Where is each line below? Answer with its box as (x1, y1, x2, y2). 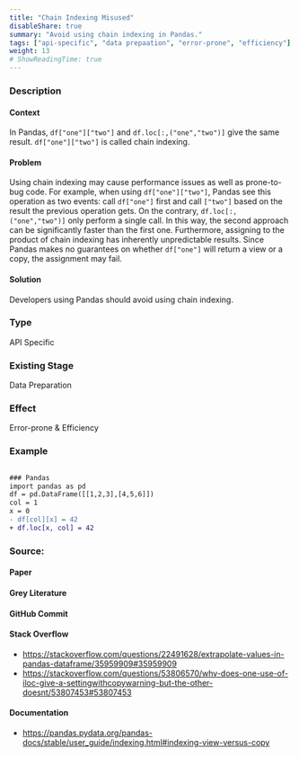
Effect (9, 402, 37, 414)
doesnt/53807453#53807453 (22, 687, 132, 698)
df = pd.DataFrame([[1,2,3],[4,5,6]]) (9, 490, 154, 499)
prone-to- (245, 177, 283, 188)
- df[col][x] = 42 (9, 515, 78, 524)
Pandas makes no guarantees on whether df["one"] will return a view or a (9, 244, 283, 254)
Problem (9, 156, 42, 167)
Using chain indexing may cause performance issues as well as (9, 177, 244, 188)
